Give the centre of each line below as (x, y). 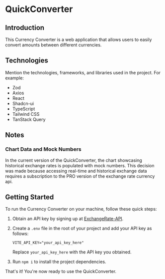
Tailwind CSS (26, 114)
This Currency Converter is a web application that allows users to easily (79, 39)
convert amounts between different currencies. (53, 45)
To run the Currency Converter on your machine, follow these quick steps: (81, 209)
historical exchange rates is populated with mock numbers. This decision (80, 165)
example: (14, 78)
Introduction (25, 28)
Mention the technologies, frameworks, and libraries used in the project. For (83, 72)
